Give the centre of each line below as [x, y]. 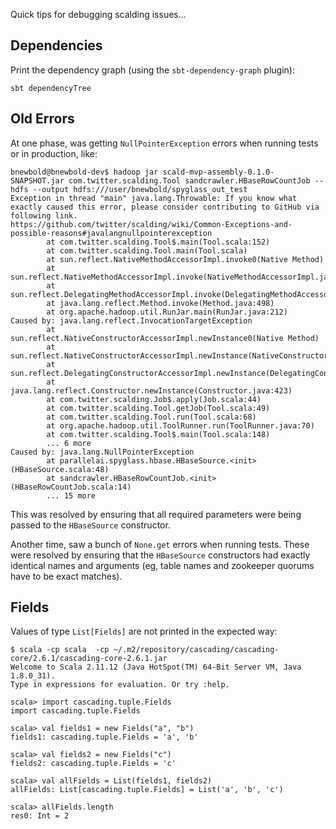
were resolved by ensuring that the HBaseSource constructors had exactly [160, 555]
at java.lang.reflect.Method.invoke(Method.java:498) [160, 303]
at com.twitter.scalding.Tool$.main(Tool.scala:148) [158, 434]
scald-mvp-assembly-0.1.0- [218, 172]
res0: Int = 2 [40, 816]
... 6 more [69, 443]
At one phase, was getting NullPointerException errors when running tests [164, 143]
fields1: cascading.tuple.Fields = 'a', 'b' [104, 737]
